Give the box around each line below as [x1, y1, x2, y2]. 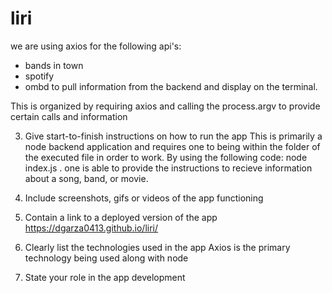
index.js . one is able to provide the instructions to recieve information [24, 162, 313, 174]
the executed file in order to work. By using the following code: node [24, 151, 308, 163]
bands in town [24, 59, 84, 71]
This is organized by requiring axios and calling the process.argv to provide [10, 100, 321, 112]
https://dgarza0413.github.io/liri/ [24, 222, 159, 234]
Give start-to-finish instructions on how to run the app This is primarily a [24, 130, 323, 142]
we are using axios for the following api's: [10, 40, 182, 52]
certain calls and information [10, 110, 128, 122]
